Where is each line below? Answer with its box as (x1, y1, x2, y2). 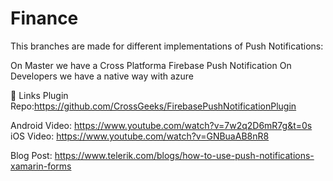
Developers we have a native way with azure (10, 70, 195, 82)
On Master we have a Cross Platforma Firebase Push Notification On (10, 59, 292, 71)
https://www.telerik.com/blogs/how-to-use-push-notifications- (54, 149, 315, 161)
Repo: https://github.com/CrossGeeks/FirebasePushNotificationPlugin (10, 100, 297, 112)
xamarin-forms (10, 160, 72, 172)
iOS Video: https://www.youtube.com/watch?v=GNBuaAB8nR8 (10, 130, 270, 142)
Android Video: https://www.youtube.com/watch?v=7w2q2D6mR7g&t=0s (10, 119, 313, 131)
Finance (10, 7, 79, 30)
